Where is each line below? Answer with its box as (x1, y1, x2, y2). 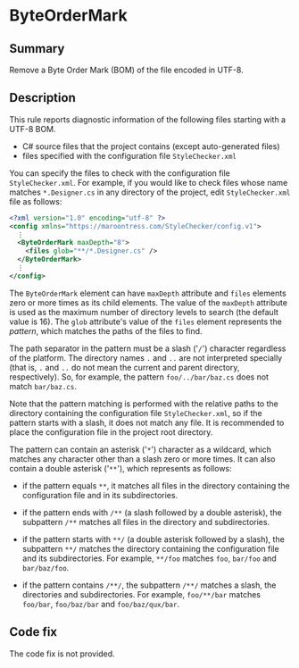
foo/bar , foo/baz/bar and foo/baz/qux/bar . (21, 598, 180, 609)
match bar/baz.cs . (9, 380, 78, 391)
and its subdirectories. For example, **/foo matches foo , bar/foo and (21, 553, 277, 564)
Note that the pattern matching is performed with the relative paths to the (9, 398, 278, 409)
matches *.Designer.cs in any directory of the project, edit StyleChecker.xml (9, 187, 291, 197)
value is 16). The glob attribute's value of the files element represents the (9, 316, 283, 327)
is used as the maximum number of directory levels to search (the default (9, 306, 279, 317)
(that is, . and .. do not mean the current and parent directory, (9, 362, 240, 372)
